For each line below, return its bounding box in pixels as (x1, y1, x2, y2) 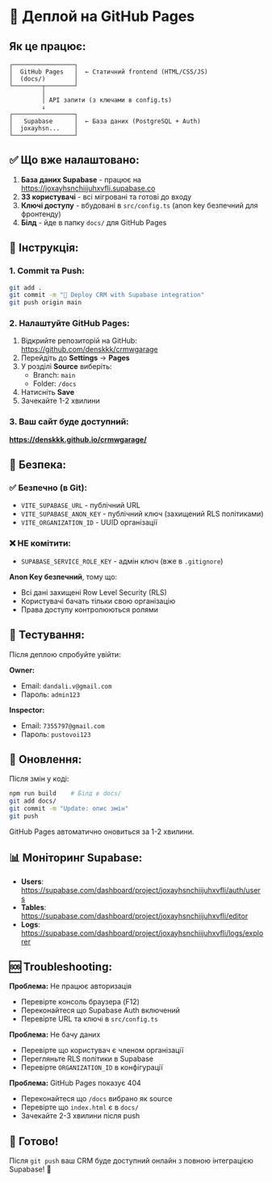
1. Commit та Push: (9, 266, 86, 277)
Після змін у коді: (9, 774, 69, 784)
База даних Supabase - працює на (20, 174, 142, 184)
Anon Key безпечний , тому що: (9, 572, 118, 581)
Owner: (9, 665, 36, 675)
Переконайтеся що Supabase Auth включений (20, 1005, 181, 1016)
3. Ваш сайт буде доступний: (9, 416, 129, 427)
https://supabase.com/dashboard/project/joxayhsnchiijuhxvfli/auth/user (20, 885, 261, 895)
